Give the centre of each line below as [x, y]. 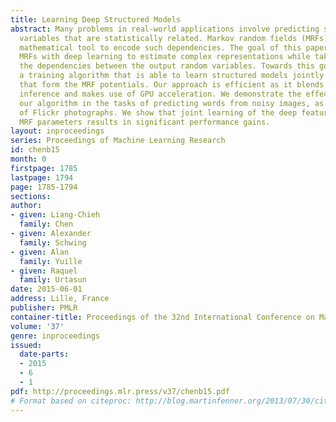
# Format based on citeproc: [71, 401]
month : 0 [28, 159]
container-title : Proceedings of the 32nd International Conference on [162, 317]
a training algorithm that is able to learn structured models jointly [172, 76]
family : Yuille [51, 261]
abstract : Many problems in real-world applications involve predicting [165, 29]
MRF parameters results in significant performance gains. [145, 122]
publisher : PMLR [44, 308]
